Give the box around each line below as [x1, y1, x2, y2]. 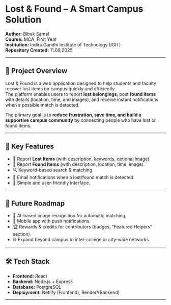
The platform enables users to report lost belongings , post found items [5, 91, 156, 97]
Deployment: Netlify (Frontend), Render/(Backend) [12, 289, 120, 296]
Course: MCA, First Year [5, 36, 57, 42]
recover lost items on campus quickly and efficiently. [5, 85, 116, 92]
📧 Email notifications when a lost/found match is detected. [12, 174, 135, 180]
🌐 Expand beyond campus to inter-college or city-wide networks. [12, 237, 150, 243]
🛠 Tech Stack [5, 257, 50, 266]
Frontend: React [12, 273, 47, 279]
